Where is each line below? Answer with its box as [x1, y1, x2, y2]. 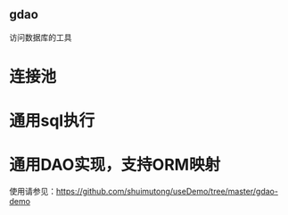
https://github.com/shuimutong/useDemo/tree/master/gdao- [56, 186, 279, 197]
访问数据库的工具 [9, 31, 72, 43]
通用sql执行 [9, 111, 95, 131]
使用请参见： [9, 186, 56, 197]
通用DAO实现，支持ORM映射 [9, 155, 221, 175]
